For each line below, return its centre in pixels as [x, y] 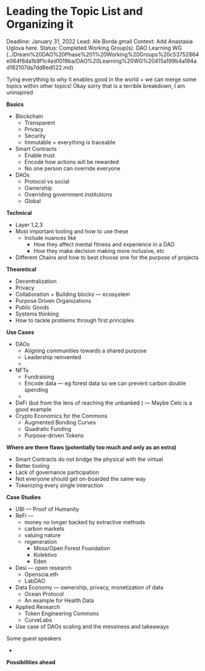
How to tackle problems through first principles [75, 320]
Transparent [40, 122]
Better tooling [32, 465]
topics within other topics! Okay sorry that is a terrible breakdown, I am [96, 86]
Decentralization [36, 281]
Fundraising [39, 376]
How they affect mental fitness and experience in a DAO [104, 244]
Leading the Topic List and [75, 11]
